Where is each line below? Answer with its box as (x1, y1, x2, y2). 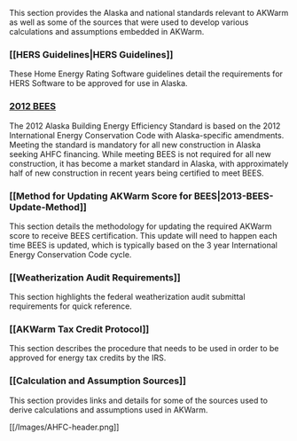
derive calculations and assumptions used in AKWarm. (9, 404, 208, 415)
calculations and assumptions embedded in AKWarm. (9, 27, 205, 36)
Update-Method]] (9, 201, 87, 213)
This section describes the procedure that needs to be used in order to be (9, 343, 279, 354)
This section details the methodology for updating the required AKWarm (9, 221, 272, 232)
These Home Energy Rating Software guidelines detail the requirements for (9, 68, 284, 79)
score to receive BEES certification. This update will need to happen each (9, 230, 277, 240)
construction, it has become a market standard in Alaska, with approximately (9, 158, 289, 169)
